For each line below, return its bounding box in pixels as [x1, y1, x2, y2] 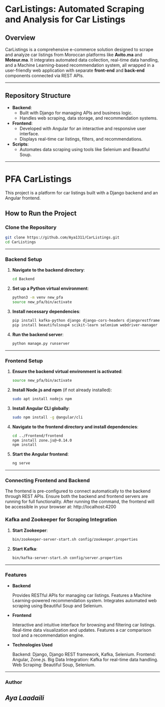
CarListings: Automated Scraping [5, 3, 145, 15]
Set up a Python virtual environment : [12, 285, 89, 291]
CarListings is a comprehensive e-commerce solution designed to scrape [5, 47, 154, 52]
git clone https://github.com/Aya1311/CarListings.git [5, 235, 120, 240]
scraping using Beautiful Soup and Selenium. [12, 603, 104, 609]
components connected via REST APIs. [5, 73, 84, 78]
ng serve [12, 461, 30, 466]
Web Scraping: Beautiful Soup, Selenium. [12, 662, 96, 668]
